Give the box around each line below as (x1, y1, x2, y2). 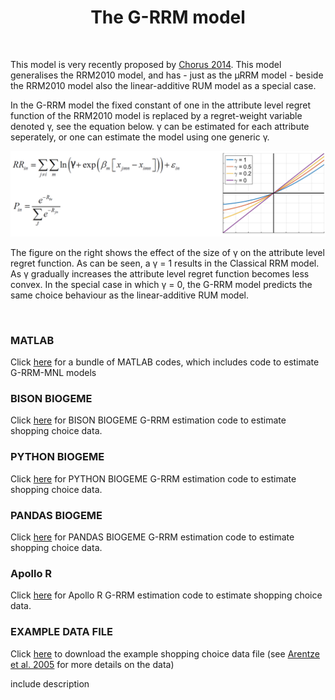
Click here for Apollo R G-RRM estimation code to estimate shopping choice (10, 589, 323, 601)
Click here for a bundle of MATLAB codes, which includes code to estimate (10, 356, 320, 368)
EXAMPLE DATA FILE (10, 625, 113, 639)
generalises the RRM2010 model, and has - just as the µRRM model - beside (10, 69, 324, 81)
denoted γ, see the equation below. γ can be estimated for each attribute (10, 120, 310, 132)
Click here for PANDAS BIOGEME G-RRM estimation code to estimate (10, 531, 295, 543)
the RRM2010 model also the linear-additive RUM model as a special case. (10, 79, 317, 91)
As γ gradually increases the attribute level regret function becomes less (10, 267, 310, 280)
